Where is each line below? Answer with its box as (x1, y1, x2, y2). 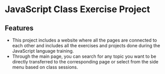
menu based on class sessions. (12, 64, 78, 70)
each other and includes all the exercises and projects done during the (12, 43, 160, 49)
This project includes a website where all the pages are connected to (12, 37, 157, 43)
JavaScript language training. (12, 48, 74, 54)
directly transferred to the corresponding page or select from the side (12, 59, 159, 64)
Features (5, 24, 34, 32)
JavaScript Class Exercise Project (5, 4, 151, 15)
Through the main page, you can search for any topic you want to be (12, 53, 156, 59)
